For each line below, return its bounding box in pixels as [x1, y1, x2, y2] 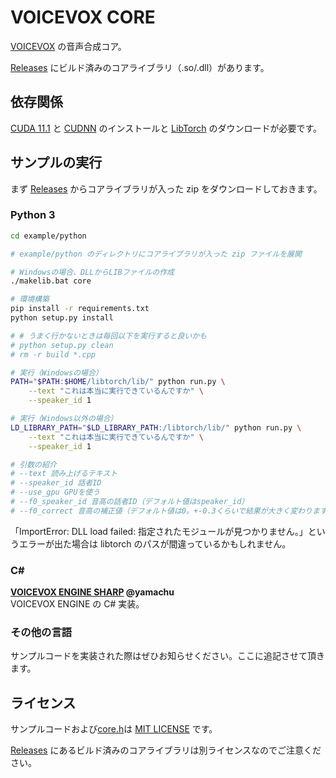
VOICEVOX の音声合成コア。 [10, 40, 127, 52]
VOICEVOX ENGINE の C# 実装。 [10, 598, 145, 610]
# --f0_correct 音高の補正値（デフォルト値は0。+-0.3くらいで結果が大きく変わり [10, 506, 313, 516]
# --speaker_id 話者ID [10, 478, 102, 488]
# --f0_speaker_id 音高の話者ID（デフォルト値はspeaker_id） [10, 497, 250, 507]
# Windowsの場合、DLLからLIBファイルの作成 [10, 267, 175, 277]
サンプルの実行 [10, 154, 103, 171]
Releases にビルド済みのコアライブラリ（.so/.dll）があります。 [10, 61, 270, 73]
